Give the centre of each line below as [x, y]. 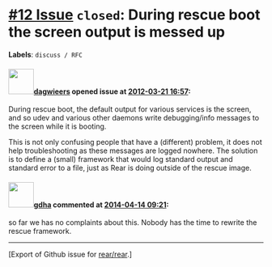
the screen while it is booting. [57, 126]
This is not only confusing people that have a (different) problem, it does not [135, 142]
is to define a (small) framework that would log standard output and [121, 159]
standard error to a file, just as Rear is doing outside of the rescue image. [130, 168]
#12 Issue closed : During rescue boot [134, 15]
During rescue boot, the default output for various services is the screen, [130, 109]
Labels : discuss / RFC [45, 54]
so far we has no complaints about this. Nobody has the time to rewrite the [133, 222]
